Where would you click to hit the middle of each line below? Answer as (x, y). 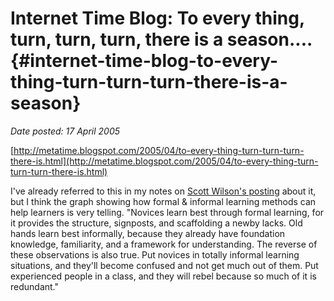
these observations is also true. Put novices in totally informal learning (155, 254)
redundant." (35, 286)
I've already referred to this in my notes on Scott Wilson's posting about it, (163, 191)
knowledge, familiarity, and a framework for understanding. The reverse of (164, 244)
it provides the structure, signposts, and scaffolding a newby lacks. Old (156, 223)
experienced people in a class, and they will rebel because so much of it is (163, 276)
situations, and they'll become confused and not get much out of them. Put (164, 265)
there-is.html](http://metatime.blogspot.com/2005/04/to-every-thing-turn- (164, 161)
